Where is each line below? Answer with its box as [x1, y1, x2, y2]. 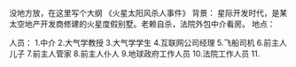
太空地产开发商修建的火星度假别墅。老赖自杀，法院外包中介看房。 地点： [9, 19, 276, 29]
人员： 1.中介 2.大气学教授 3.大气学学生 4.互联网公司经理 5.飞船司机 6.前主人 [9, 38, 288, 48]
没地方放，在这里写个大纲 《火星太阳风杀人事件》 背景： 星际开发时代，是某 [9, 8, 288, 18]
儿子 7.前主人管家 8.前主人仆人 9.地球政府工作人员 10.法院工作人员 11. [9, 48, 261, 59]
